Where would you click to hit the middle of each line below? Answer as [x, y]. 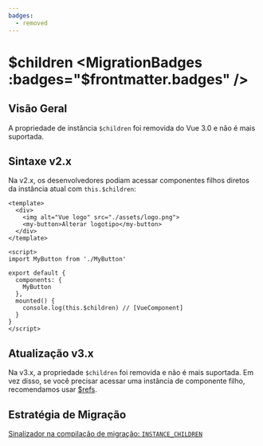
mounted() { [35, 301]
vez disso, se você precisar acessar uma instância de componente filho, [127, 381]
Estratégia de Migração [67, 415]
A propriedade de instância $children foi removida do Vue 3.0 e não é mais [132, 127]
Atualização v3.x [51, 353]
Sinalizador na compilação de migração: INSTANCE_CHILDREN [106, 433]
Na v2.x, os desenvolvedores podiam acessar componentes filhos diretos [129, 181]
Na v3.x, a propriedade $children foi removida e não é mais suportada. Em [131, 373]
